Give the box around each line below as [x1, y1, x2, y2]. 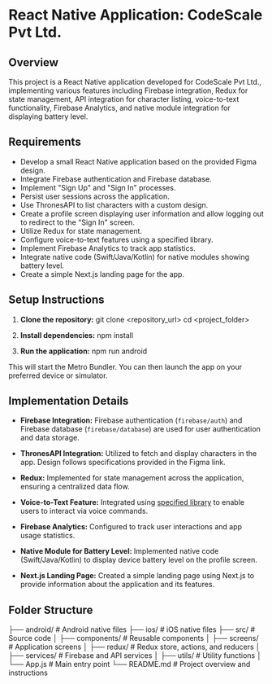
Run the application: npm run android [19, 346, 148, 356]
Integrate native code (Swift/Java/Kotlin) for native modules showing [19, 252, 250, 261]
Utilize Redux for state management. [19, 226, 143, 235]
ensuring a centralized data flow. [19, 482, 130, 492]
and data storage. [19, 433, 80, 443]
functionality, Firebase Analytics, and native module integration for [8, 103, 231, 112]
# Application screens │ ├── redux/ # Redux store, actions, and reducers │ [8, 642, 261, 652]
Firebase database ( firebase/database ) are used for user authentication [19, 424, 261, 434]
